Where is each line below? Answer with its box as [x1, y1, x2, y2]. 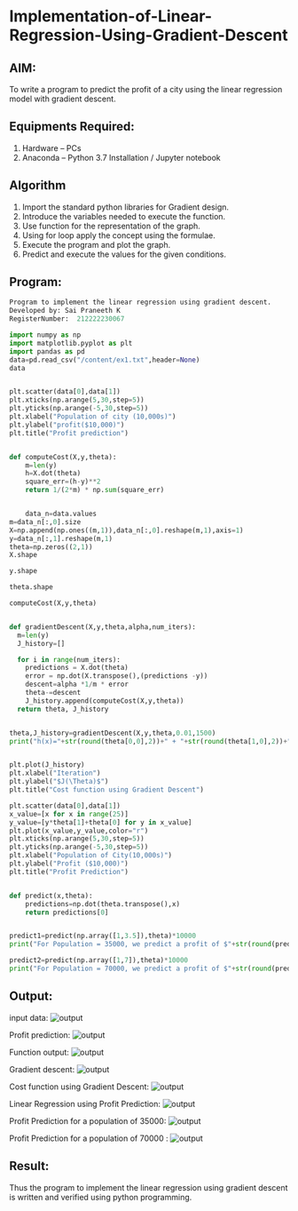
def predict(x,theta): [9, 891, 93, 900]
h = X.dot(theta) [25, 469, 82, 478]
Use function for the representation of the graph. [21, 220, 201, 231]
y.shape [9, 567, 38, 576]
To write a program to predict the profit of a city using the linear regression [9, 84, 283, 94]
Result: [9, 1159, 50, 1174]
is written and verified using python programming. [9, 1191, 192, 1202]
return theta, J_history [17, 705, 109, 713]
